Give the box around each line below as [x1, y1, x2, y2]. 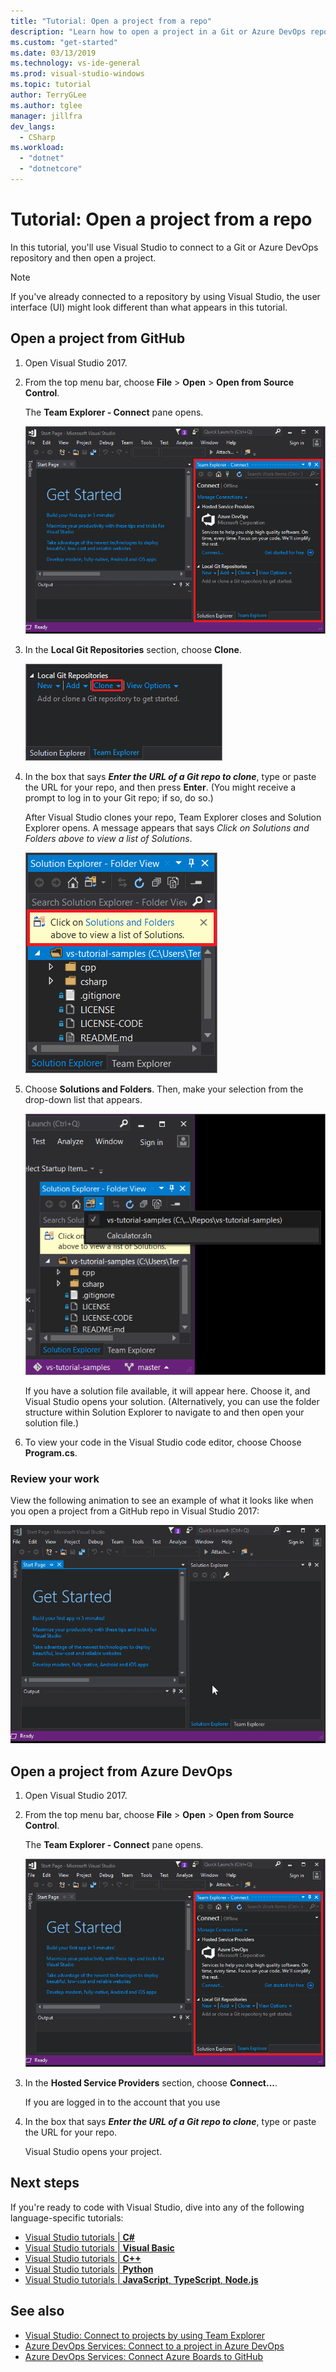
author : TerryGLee [10, 90, 87, 100]
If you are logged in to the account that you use [24, 2096, 221, 2108]
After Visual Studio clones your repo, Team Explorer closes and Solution [24, 811, 322, 824]
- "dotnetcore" [19, 164, 83, 174]
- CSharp [19, 132, 56, 142]
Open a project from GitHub [10, 330, 186, 347]
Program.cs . [24, 1446, 78, 1459]
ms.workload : [10, 143, 65, 153]
